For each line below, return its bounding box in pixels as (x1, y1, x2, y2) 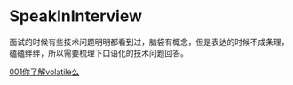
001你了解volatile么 (9, 66, 80, 77)
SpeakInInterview (9, 6, 142, 27)
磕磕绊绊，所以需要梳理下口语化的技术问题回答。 (9, 47, 188, 58)
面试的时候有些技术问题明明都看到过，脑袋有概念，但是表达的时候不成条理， (9, 36, 289, 47)
